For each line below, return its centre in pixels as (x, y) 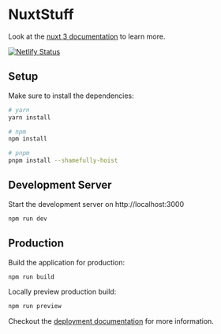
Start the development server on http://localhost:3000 (96, 204)
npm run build (32, 277)
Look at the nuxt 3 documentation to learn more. (87, 36)
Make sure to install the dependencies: (71, 96)
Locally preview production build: (62, 292)
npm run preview (35, 306)
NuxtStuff (41, 15)
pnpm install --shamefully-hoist (63, 161)
